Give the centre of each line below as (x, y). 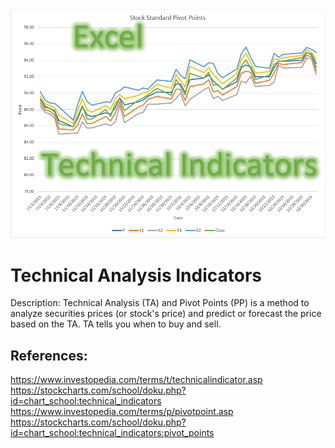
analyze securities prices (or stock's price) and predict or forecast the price (166, 314)
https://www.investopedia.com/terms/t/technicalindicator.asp (136, 380)
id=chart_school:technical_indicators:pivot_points (112, 433)
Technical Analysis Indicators (136, 275)
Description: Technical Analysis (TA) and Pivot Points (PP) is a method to (160, 303)
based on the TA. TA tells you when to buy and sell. (116, 324)
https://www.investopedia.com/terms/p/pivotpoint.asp (122, 412)
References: (49, 355)
